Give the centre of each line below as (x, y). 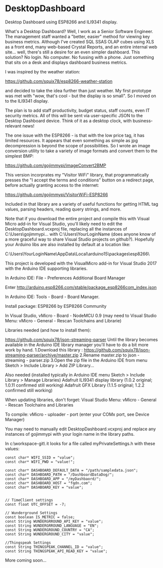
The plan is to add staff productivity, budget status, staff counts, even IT (77, 110)
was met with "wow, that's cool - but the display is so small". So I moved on (81, 96)
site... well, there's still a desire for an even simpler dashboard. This (72, 52)
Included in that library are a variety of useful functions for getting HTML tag (81, 204)
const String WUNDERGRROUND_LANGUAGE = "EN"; (52, 526)
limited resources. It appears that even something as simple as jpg (71, 140)
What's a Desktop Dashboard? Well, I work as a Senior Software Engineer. (79, 31)
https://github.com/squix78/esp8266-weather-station (59, 81)
